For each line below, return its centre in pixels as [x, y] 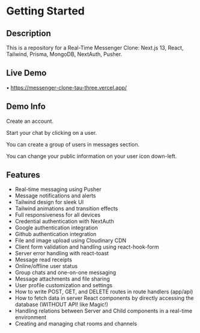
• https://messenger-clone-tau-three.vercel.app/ [67, 87]
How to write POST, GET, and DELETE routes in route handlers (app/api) [104, 292]
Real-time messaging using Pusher [58, 189]
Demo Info [26, 107]
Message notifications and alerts [55, 196]
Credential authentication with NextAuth [64, 222]
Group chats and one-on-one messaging [65, 273]
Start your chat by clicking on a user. [52, 132]
